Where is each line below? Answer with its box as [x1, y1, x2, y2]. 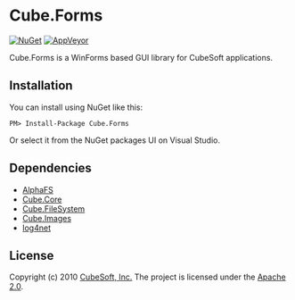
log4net [21, 222, 52, 233]
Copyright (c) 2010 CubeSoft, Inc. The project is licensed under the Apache [9, 271, 287, 282]
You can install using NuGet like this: [9, 102, 143, 112]
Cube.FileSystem [21, 203, 86, 214]
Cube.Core [21, 194, 62, 204]
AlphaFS [21, 184, 53, 195]
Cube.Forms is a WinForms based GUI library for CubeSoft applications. [9, 52, 274, 62]
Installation [9, 78, 73, 94]
